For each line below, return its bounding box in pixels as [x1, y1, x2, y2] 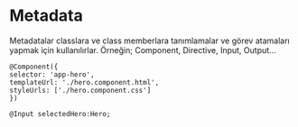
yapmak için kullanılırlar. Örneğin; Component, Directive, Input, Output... [9, 44, 277, 55]
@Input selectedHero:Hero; [9, 109, 111, 118]
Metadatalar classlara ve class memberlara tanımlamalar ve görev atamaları [9, 35, 291, 46]
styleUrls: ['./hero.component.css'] [9, 86, 152, 95]
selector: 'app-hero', [9, 69, 95, 79]
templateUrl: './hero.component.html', [9, 77, 160, 86]
